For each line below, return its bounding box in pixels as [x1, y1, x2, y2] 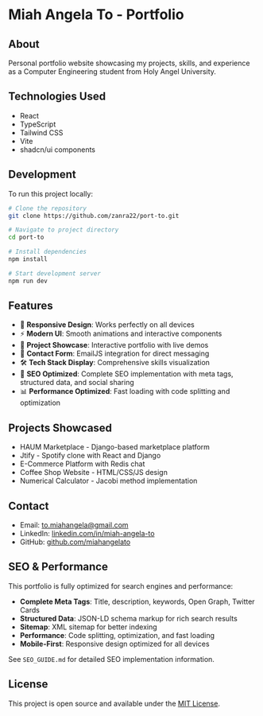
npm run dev [8, 277, 48, 285]
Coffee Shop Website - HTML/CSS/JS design [19, 468, 168, 477]
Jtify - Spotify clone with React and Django [19, 451, 161, 461]
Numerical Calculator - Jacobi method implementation [19, 476, 198, 486]
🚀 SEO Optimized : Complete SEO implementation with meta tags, [19, 369, 234, 379]
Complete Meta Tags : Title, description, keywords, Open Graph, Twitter [19, 597, 256, 606]
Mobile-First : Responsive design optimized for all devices [19, 639, 210, 648]
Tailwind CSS [19, 127, 64, 137]
